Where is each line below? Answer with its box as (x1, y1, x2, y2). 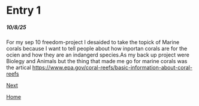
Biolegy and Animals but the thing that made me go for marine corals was (6, 58, 188, 65)
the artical (6, 64, 31, 71)
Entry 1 (6, 4, 41, 17)
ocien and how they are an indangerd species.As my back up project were (6, 51, 190, 58)
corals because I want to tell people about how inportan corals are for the (6, 45, 188, 52)
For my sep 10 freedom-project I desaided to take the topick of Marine (6, 39, 180, 46)
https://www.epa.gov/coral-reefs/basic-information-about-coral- (32, 64, 193, 71)
